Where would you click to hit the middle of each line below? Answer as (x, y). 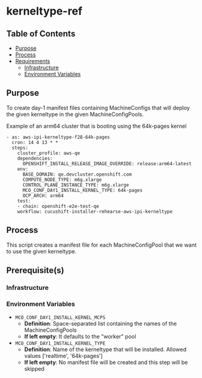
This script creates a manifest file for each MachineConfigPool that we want (102, 245)
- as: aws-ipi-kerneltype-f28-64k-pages (58, 137)
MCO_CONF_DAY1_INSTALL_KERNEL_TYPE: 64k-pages (82, 190)
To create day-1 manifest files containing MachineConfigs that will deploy (98, 108)
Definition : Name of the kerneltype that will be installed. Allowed (105, 349)
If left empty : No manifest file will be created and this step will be (106, 362)
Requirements (33, 61)
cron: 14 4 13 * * (35, 142)
